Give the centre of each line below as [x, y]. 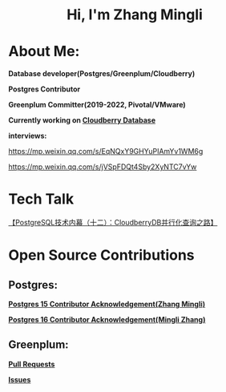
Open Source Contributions [101, 255]
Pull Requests [32, 364]
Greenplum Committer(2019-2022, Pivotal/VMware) [97, 105]
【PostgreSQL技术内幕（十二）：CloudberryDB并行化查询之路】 [113, 223]
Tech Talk [41, 199]
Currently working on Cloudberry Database [82, 120]
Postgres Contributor [44, 89]
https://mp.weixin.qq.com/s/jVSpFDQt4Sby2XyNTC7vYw [103, 167]
